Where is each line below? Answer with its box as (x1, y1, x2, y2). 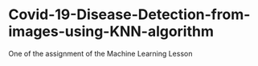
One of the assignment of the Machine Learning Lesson (8, 49, 193, 58)
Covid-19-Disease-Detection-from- (8, 6, 251, 24)
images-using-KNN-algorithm (8, 22, 215, 41)
